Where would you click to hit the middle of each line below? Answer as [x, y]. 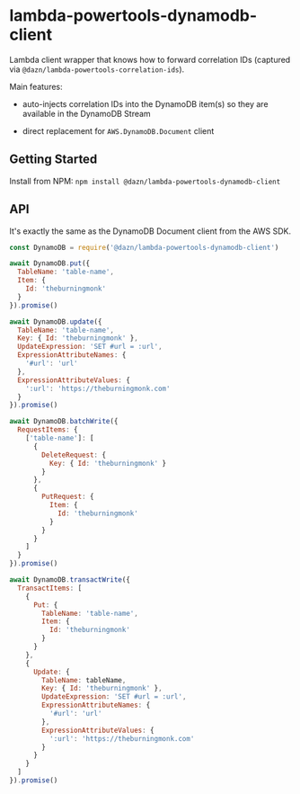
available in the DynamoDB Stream [86, 113]
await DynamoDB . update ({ [56, 321]
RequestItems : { [48, 430]
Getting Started [53, 160]
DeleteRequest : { [74, 455]
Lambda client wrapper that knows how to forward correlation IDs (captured [150, 59]
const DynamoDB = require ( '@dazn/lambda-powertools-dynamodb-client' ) [144, 247]
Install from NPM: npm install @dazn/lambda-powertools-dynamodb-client [145, 181]
